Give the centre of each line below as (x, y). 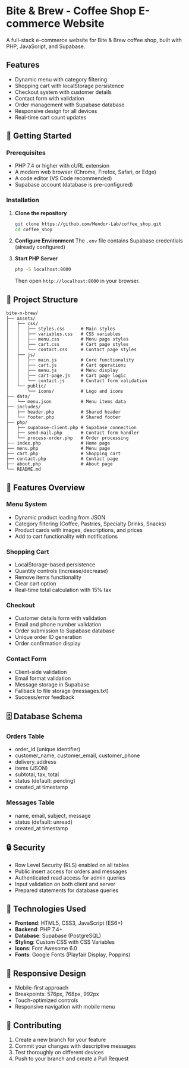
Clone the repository (41, 213)
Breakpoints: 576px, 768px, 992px (57, 994)
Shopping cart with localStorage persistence (69, 86)
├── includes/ (24, 407)
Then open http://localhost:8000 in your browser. (77, 281)
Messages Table (30, 802)
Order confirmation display (48, 644)
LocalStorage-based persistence (55, 565)
